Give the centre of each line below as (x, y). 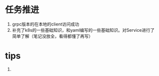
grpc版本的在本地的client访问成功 (46, 24)
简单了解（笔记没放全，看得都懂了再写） (52, 36)
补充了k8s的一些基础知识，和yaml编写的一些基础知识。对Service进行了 (83, 30)
